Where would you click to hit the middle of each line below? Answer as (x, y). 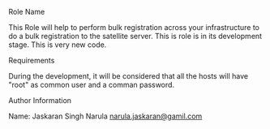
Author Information (40, 100)
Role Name (27, 12)
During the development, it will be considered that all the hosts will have (129, 76)
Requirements (32, 60)
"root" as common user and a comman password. (92, 85)
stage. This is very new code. (58, 45)
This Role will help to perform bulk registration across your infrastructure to (134, 27)
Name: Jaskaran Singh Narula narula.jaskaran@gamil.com (105, 116)
